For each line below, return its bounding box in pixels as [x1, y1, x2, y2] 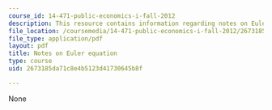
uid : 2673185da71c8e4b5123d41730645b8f [8, 65, 143, 73]
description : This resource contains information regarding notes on [8, 19, 249, 27]
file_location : [8, 27, 60, 35]
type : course [8, 57, 53, 66]
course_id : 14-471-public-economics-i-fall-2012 [8, 11, 176, 20]
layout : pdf [8, 42, 49, 50]
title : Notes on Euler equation [8, 49, 117, 57]
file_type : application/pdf [8, 34, 104, 43]
